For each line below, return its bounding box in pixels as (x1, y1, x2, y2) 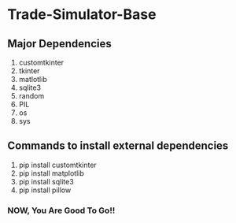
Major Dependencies (7, 37, 112, 50)
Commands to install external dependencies (7, 139, 229, 153)
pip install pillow (18, 185, 72, 195)
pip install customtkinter (18, 160, 98, 169)
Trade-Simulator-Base (7, 6, 157, 24)
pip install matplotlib (18, 168, 84, 178)
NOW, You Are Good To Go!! (7, 205, 116, 216)
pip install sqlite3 (18, 177, 74, 186)
